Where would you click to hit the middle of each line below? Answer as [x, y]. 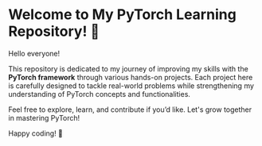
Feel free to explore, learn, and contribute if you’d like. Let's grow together [130, 109]
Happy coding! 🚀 [36, 133]
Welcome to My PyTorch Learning [122, 15]
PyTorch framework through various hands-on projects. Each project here [131, 77]
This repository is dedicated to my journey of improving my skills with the [128, 68]
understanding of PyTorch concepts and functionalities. [100, 94]
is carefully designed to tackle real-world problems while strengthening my [131, 86]
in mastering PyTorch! [44, 117]
